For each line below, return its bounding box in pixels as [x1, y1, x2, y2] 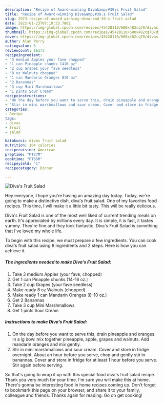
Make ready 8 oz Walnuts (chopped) [12, 287, 86, 293]
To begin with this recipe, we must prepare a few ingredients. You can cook [5, 238, 157, 243]
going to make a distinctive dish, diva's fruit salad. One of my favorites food [5, 198, 157, 204]
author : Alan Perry [5, 39, 45, 44]
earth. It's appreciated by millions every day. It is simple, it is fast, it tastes [5, 218, 153, 223]
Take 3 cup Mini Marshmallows [12, 302, 75, 308]
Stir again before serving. [12, 362, 63, 368]
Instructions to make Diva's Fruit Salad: [5, 319, 87, 324]
